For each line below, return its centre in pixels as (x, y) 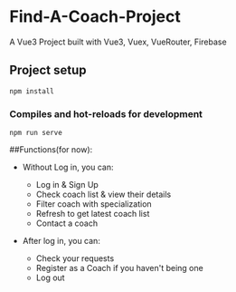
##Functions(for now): (51, 150)
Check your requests (75, 258)
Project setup (48, 70)
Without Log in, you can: (68, 167)
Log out (50, 277)
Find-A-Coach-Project (95, 17)
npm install (32, 91)
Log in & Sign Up (67, 185)
